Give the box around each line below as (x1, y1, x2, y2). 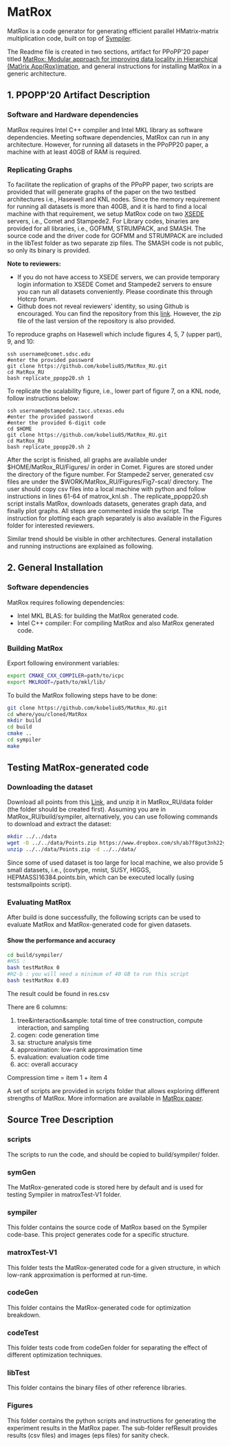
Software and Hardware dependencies (7, 110, 139, 120)
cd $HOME (7, 425, 32, 432)
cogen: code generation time (16, 1030, 100, 1039)
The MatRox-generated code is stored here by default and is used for (7, 1183, 204, 1191)
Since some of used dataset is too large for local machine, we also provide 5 (7, 859, 223, 867)
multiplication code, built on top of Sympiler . (7, 34, 133, 42)
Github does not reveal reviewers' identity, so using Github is (16, 302, 190, 310)
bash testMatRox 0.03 (7, 978, 69, 984)
